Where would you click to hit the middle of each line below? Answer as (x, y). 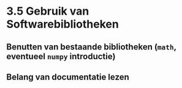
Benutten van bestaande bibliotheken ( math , (91, 47)
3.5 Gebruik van (48, 11)
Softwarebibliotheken (63, 24)
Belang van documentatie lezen (68, 77)
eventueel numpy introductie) (61, 56)
